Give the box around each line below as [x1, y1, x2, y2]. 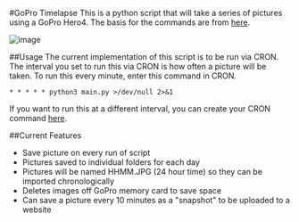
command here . [9, 113, 68, 123]
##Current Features [9, 130, 82, 141]
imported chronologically [21, 176, 114, 186]
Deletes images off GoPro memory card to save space [21, 185, 221, 195]
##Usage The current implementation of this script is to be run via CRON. [9, 52, 279, 62]
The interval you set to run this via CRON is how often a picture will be [9, 62, 267, 71]
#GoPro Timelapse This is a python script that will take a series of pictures [9, 8, 283, 18]
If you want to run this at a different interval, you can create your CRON [9, 103, 270, 114]
